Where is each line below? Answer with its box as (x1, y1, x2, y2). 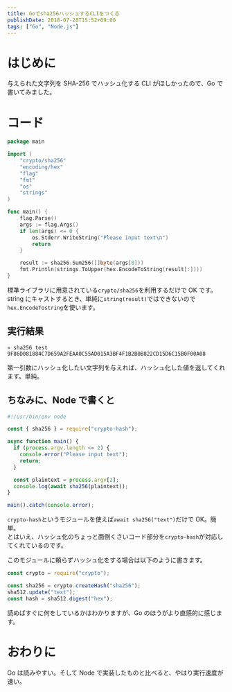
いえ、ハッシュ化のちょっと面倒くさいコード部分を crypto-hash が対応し (19, 533, 224, 541)
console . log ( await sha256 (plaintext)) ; (13, 483, 129, 490)
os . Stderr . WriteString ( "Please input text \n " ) (32, 234, 169, 241)
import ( (7, 150, 33, 158)
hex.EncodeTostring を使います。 (7, 303, 99, 311)
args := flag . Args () (19, 221, 79, 228)
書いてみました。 (7, 88, 56, 96)
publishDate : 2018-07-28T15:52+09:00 (7, 17, 116, 24)
